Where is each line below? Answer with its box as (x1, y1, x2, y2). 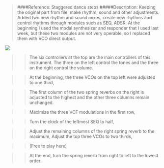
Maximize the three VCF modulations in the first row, (29, 109, 136, 115)
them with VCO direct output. (17, 35, 77, 41)
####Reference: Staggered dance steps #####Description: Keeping (17, 4, 156, 10)
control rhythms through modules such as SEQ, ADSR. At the (17, 20, 140, 26)
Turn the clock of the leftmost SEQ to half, (29, 119, 114, 125)
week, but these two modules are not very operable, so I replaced (17, 31, 151, 36)
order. (29, 158, 42, 164)
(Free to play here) (29, 143, 67, 149)
